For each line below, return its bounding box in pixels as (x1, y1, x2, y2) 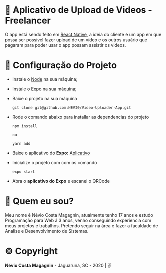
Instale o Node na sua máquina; (12, 76, 78, 82)
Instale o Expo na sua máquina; (12, 86, 77, 92)
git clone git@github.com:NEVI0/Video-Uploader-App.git (12, 105, 131, 110)
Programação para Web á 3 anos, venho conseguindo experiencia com (5, 217, 151, 223)
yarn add (12, 141, 31, 146)
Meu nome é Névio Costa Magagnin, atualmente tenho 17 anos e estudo (5, 212, 153, 218)
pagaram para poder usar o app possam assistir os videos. (5, 42, 126, 48)
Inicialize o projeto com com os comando (12, 159, 97, 165)
